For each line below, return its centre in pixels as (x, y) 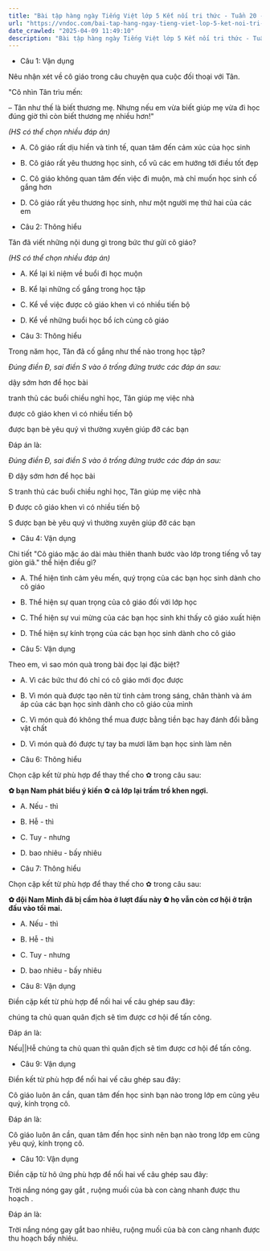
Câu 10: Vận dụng (49, 1159)
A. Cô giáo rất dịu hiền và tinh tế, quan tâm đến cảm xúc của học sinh (135, 148)
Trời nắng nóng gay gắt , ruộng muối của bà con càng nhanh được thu (124, 1190)
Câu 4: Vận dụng (48, 539)
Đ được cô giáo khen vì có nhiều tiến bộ (74, 507)
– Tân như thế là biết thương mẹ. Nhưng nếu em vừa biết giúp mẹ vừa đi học (134, 108)
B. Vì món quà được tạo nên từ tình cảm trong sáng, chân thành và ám (135, 695)
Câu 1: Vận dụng (47, 61)
